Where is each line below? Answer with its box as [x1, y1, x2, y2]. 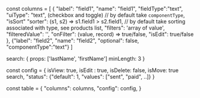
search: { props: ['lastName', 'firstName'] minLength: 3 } [6, 55, 145, 62]
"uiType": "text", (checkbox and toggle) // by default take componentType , [6, 11, 185, 19]
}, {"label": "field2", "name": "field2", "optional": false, [6, 37, 139, 44]
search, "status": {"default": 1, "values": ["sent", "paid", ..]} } [6, 73, 155, 80]
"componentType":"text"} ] [6, 43, 73, 51]
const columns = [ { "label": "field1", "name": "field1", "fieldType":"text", [6, 5, 183, 12]
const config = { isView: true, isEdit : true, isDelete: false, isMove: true [6, 67, 179, 74]
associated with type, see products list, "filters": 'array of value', [6, 24, 165, 31]
